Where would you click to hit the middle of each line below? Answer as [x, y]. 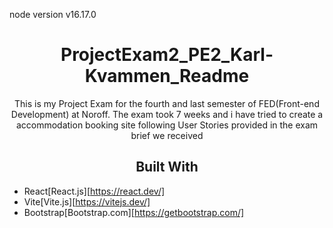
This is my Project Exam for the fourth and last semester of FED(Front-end [167, 103]
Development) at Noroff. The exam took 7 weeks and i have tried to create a [167, 114]
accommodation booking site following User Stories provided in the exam [167, 125]
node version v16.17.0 [53, 14]
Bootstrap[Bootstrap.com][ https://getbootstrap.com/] [134, 212]
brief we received [167, 135]
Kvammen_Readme [167, 76]
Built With [167, 167]
